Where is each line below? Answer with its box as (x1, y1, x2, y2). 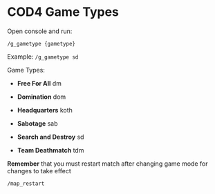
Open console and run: (7, 27, 73, 35)
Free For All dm (17, 79, 62, 87)
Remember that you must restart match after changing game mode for (7, 159, 208, 168)
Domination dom (17, 93, 66, 101)
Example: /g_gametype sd (7, 52, 79, 61)
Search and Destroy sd (17, 133, 84, 141)
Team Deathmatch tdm (17, 146, 84, 154)
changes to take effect (7, 166, 71, 175)
